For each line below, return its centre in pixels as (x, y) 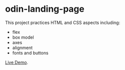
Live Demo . (17, 62)
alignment (22, 47)
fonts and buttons (30, 53)
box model (23, 37)
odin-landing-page (45, 9)
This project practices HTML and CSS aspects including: (62, 23)
